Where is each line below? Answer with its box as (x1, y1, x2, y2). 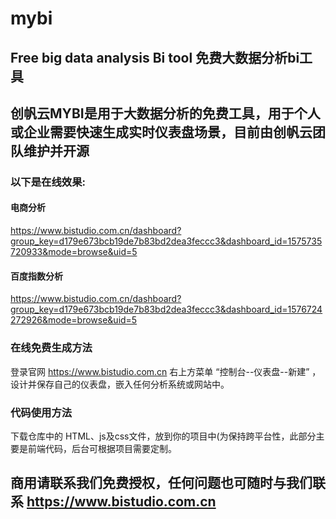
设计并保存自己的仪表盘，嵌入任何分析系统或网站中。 (10, 378, 230, 390)
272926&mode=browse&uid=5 (10, 314, 138, 326)
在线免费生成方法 (10, 341, 93, 355)
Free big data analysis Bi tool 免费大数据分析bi (10, 49, 300, 66)
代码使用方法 (10, 405, 73, 419)
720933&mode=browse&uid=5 (10, 246, 138, 258)
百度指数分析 (10, 270, 63, 282)
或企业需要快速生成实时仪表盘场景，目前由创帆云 (10, 123, 313, 141)
